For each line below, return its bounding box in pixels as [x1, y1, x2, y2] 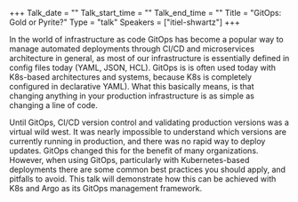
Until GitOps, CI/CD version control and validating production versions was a [9, 117, 289, 128]
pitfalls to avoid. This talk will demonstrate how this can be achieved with [9, 174, 277, 184]
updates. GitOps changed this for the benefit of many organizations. [9, 145, 259, 156]
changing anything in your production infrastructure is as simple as [9, 90, 255, 101]
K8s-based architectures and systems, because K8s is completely [9, 72, 252, 82]
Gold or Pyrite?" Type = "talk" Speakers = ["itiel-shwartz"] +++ [9, 17, 240, 27]
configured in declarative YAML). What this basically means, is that [9, 82, 255, 91]
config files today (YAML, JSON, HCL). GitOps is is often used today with [9, 62, 276, 73]
